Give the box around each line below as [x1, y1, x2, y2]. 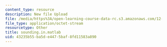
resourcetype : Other [5, 25, 48, 30]
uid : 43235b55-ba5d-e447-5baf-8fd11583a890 [5, 35, 97, 40]
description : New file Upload [5, 12, 68, 17]
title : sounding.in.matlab [5, 30, 61, 35]
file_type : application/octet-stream [5, 21, 83, 26]
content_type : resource [5, 7, 55, 12]
